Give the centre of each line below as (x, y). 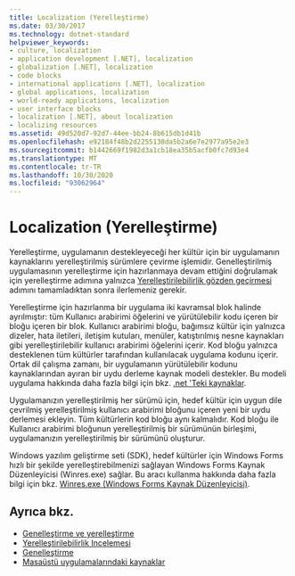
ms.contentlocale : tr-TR (55, 167)
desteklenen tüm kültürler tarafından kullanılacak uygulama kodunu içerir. (144, 355)
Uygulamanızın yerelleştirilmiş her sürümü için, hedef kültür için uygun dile (146, 400)
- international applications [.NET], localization (107, 84)
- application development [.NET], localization (101, 59)
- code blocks (36, 76)
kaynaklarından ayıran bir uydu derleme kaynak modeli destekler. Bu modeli (148, 374)
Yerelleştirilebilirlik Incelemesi (76, 543)
